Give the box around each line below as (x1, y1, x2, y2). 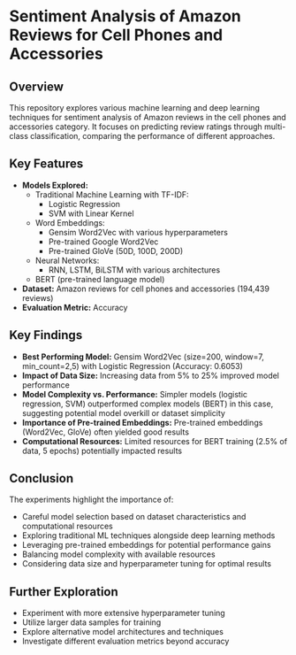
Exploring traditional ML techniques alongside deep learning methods (21, 530, 276, 541)
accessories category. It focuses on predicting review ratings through (9, 121, 262, 132)
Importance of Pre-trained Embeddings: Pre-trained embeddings (21, 417, 263, 428)
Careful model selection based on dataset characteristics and (21, 512, 247, 522)
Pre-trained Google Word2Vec (48, 236, 159, 247)
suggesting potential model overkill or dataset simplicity (21, 407, 225, 418)
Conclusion (9, 471, 74, 486)
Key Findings (9, 327, 83, 343)
